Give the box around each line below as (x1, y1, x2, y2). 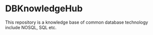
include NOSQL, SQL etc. (5, 24, 57, 30)
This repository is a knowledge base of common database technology (5, 19, 148, 25)
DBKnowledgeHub (5, 3, 83, 14)
